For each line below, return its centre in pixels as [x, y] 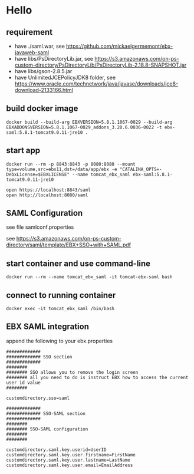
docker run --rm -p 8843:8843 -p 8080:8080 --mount [71, 164]
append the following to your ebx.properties [60, 341]
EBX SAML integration [48, 327]
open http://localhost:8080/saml [47, 195]
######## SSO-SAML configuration [47, 429]
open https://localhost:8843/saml [49, 190]
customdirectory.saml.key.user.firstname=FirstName [71, 455]
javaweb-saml [32, 52]
